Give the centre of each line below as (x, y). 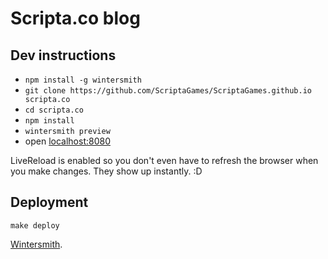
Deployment (49, 202)
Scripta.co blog (75, 18)
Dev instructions (63, 55)
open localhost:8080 (67, 141)
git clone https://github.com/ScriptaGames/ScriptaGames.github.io (168, 91)
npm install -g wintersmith (83, 80)
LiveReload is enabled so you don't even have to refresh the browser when (164, 160)
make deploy (35, 225)
